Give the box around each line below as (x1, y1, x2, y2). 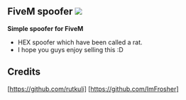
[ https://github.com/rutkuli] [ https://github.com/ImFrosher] (7, 85, 179, 93)
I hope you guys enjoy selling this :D (17, 45, 124, 54)
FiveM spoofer (7, 6, 73, 18)
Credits (7, 66, 41, 78)
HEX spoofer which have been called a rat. (17, 38, 143, 46)
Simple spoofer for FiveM (7, 24, 84, 32)
